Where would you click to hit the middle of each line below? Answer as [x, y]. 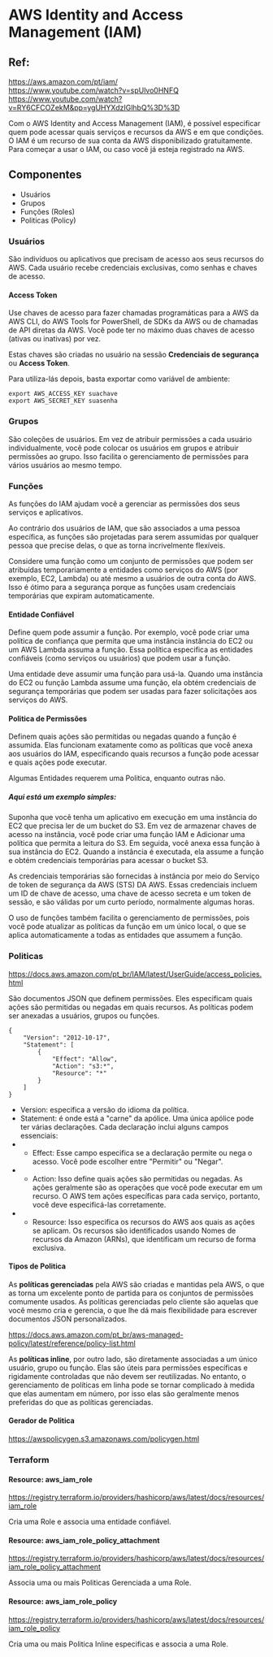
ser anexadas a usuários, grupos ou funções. [84, 1015]
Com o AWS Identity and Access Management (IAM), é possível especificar [134, 123]
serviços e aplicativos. [46, 512]
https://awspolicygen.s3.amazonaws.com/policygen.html [104, 1438]
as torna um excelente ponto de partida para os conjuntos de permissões [131, 1293]
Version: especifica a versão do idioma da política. [104, 1109]
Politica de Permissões [48, 718]
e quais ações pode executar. [58, 762]
